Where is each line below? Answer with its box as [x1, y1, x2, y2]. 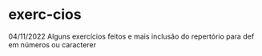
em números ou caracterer [8, 39, 96, 49]
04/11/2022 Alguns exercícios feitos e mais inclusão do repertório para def [8, 32, 255, 41]
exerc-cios [8, 6, 82, 24]
